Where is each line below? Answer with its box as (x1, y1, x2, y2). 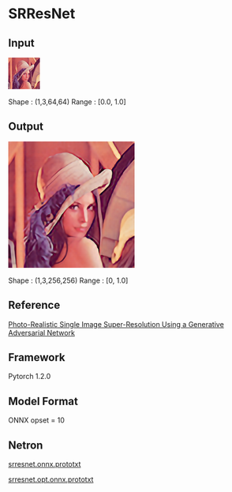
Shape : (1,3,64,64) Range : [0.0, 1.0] (8, 97, 126, 107)
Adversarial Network (8, 328, 75, 337)
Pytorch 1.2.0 (8, 372, 51, 381)
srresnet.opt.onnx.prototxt (8, 475, 94, 484)
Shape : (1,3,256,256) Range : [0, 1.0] (8, 276, 129, 285)
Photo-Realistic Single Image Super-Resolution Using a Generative (8, 319, 225, 329)
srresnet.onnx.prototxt (8, 460, 81, 469)
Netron (8, 438, 43, 452)
